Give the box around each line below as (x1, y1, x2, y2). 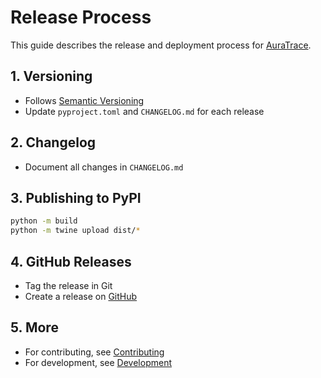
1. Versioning (10, 68, 93, 85)
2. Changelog (10, 134, 97, 151)
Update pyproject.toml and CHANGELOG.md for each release (24, 105, 265, 117)
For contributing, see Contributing (24, 346, 165, 358)
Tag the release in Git (24, 279, 113, 291)
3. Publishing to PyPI (10, 189, 142, 206)
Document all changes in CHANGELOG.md (24, 161, 184, 173)
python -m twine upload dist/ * (10, 226, 141, 236)
